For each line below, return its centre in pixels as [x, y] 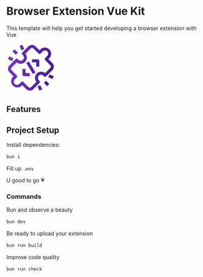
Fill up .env [20, 169]
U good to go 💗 [25, 180]
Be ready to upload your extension [50, 234]
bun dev [16, 222]
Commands [24, 196]
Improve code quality [33, 257]
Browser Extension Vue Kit [76, 11]
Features [24, 109]
